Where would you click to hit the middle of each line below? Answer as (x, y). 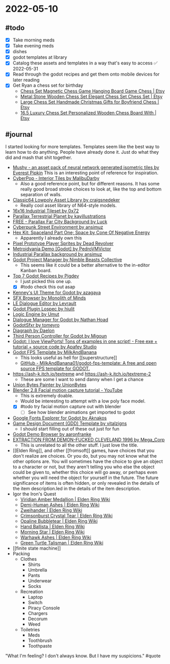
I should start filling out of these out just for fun (70, 429)
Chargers (38, 613)
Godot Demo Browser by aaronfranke (52, 434)
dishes (20, 52)
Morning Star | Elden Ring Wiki (53, 532)
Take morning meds (34, 40)
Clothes (29, 559)
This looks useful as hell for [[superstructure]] (69, 358)
